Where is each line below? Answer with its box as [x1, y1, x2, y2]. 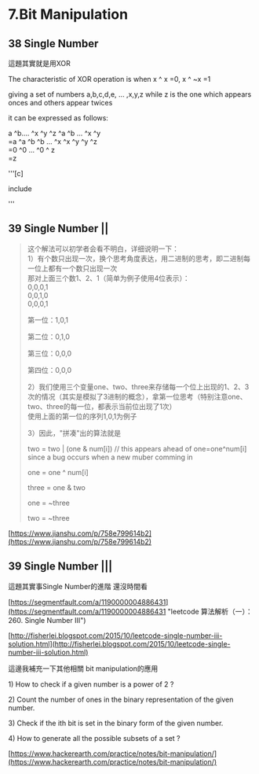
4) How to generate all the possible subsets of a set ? [8, 733, 181, 743]
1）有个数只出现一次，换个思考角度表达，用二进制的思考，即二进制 [27, 253, 244, 263]
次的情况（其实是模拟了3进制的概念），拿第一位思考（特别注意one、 [27, 392, 247, 401]
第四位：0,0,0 [27, 365, 72, 374]
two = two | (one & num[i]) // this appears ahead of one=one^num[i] [27, 444, 247, 453]
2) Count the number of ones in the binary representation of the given [8, 695, 234, 704]
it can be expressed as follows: [8, 113, 108, 123]
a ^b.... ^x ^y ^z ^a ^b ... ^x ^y [8, 128, 101, 138]
